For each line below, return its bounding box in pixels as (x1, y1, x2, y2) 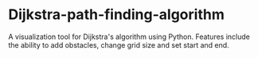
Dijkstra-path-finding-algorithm (8, 6, 225, 24)
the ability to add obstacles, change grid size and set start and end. (8, 40, 229, 49)
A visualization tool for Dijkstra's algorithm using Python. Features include (8, 32, 251, 41)
